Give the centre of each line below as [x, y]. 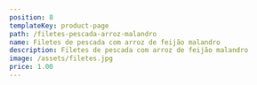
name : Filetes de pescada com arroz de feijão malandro [115, 42]
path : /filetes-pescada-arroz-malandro [83, 34]
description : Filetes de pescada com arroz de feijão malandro [129, 50]
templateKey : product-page [59, 26]
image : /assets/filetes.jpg [61, 58]
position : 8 [31, 17]
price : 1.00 [31, 67]
